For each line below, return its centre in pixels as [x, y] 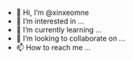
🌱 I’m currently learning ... [59, 30]
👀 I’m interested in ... [50, 21]
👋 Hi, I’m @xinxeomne [52, 13]
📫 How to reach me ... [53, 47]
